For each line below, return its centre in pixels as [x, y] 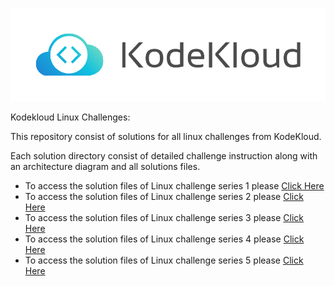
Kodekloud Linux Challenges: [70, 117]
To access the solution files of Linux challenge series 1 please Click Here [174, 185]
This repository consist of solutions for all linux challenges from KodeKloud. [166, 136]
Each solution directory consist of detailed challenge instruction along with [164, 155]
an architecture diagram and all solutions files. [105, 166]
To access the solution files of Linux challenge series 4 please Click [164, 239]
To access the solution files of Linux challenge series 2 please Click [164, 196]
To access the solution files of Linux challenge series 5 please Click [164, 260]
